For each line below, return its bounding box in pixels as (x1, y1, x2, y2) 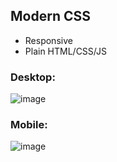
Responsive (24, 34, 73, 46)
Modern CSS (10, 8, 91, 25)
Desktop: (10, 70, 56, 84)
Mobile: (10, 118, 48, 132)
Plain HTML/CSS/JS (24, 45, 107, 57)
